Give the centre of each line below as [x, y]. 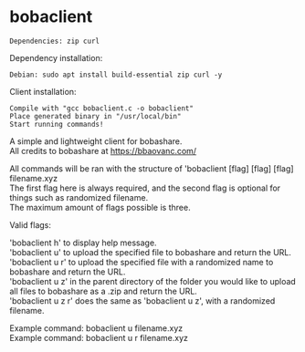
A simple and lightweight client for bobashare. [96, 141]
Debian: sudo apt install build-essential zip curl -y [116, 75]
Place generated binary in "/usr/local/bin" [95, 116]
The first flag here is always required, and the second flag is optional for [145, 188]
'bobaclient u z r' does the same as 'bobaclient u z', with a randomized [142, 300]
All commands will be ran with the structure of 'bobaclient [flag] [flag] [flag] [152, 168]
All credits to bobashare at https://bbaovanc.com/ [103, 150]
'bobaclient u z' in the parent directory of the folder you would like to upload [153, 281]
